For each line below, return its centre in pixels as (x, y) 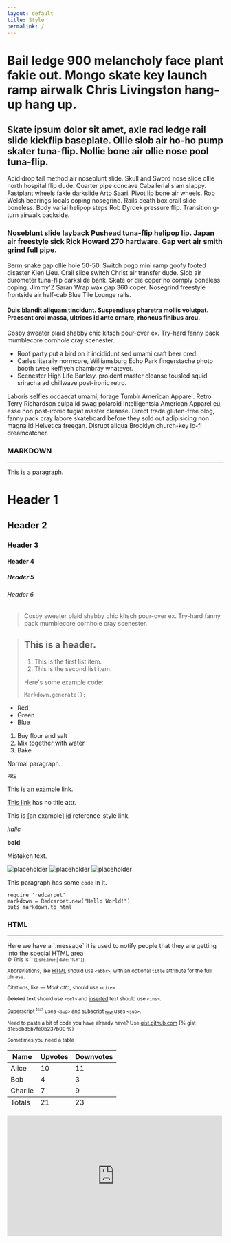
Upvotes (54, 1057)
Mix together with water (51, 743)
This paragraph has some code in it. (57, 882)
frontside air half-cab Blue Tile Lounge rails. (69, 294)
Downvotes (94, 1057)
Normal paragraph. (34, 763)
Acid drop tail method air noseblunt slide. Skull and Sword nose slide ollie (111, 178)
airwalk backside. (45, 215)
